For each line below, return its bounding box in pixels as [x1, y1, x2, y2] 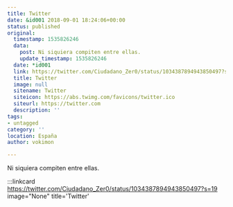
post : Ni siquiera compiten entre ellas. [19, 49, 141, 56]
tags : [7, 113, 23, 120]
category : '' [7, 126, 45, 133]
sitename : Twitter [13, 87, 67, 94]
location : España [7, 132, 58, 139]
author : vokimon [7, 139, 54, 146]
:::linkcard [7, 177, 36, 186]
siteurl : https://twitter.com [13, 100, 101, 107]
